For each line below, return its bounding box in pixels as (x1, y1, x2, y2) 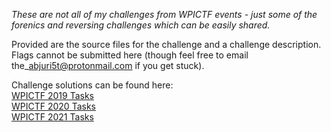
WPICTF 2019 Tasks (11, 90, 94, 101)
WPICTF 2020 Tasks (11, 100, 96, 112)
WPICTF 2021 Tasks (11, 111, 94, 123)
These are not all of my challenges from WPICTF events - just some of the (11, 9, 318, 20)
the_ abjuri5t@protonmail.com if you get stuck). (11, 60, 205, 71)
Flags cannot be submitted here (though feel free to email (11, 49, 249, 61)
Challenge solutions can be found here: (11, 79, 174, 91)
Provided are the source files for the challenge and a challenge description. (11, 39, 322, 50)
